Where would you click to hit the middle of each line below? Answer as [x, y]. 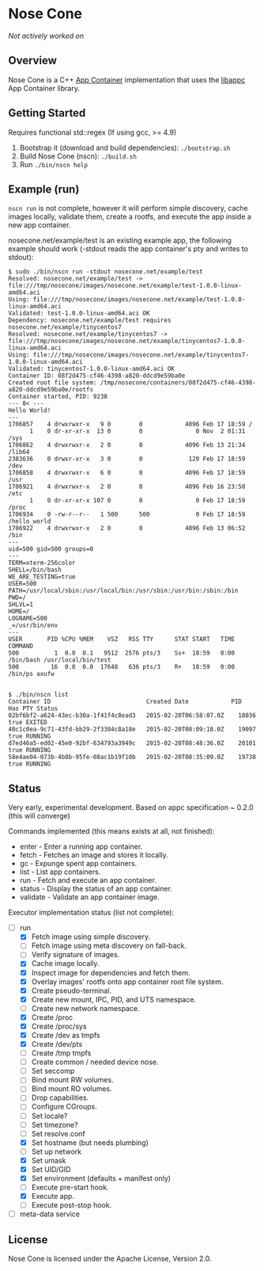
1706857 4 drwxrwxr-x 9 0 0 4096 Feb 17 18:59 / [130, 425]
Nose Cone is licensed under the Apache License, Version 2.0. [110, 1259]
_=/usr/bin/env [33, 626]
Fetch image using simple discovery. [91, 937]
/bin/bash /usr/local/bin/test [60, 660]
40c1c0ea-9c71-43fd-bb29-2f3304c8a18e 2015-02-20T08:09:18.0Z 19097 [132, 730]
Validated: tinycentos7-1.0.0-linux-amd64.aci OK [92, 369]
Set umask [49, 1160]
